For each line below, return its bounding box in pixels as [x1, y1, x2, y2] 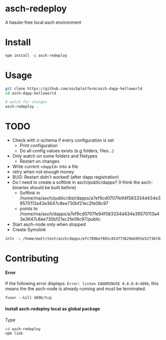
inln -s [5, 236, 21, 242]
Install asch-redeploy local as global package [5, 305, 100, 312]
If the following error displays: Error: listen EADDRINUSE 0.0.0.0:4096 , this [5, 281, 159, 287]
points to [19, 206, 38, 212]
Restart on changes [19, 158, 60, 164]
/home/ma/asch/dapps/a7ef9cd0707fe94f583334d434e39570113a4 [19, 211, 160, 217]
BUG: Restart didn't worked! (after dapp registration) [12, 174, 120, 180]
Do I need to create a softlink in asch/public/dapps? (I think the [12, 179, 140, 186]
